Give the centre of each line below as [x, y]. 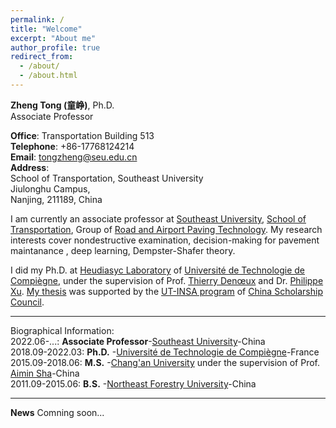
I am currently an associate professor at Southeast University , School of [158, 218]
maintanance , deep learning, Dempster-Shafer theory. [123, 250]
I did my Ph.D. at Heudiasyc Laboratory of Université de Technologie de [157, 270]
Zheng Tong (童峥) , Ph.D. [62, 105]
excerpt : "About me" [53, 38]
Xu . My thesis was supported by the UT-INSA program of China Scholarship [166, 291]
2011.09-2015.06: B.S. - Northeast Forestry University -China [133, 383]
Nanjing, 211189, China [56, 199]
